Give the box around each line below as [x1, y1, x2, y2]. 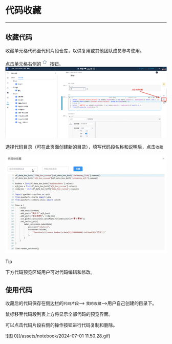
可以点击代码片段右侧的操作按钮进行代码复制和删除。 [5, 322, 118, 328]
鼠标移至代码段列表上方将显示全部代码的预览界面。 [5, 311, 113, 317]
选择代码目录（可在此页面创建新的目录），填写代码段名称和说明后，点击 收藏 [5, 144, 163, 150]
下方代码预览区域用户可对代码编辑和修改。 [5, 269, 95, 275]
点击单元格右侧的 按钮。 [5, 60, 63, 67]
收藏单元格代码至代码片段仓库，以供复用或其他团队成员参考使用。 [5, 47, 144, 54]
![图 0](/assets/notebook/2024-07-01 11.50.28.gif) [5, 333, 111, 339]
